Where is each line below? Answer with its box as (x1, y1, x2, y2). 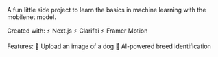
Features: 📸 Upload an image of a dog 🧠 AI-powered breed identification (7, 42, 211, 50)
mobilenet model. (7, 13, 56, 21)
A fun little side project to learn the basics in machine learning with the (7, 6, 206, 14)
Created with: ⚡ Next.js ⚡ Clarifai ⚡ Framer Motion (7, 26, 148, 35)
